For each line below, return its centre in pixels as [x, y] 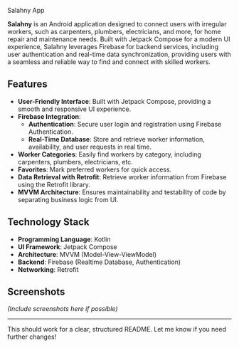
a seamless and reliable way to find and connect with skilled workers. [109, 62]
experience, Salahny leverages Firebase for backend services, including [113, 47]
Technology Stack [48, 222]
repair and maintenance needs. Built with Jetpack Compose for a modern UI [119, 39]
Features [27, 84]
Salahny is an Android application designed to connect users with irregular [117, 24]
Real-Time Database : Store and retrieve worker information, [116, 139]
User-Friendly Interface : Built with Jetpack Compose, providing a [114, 101]
